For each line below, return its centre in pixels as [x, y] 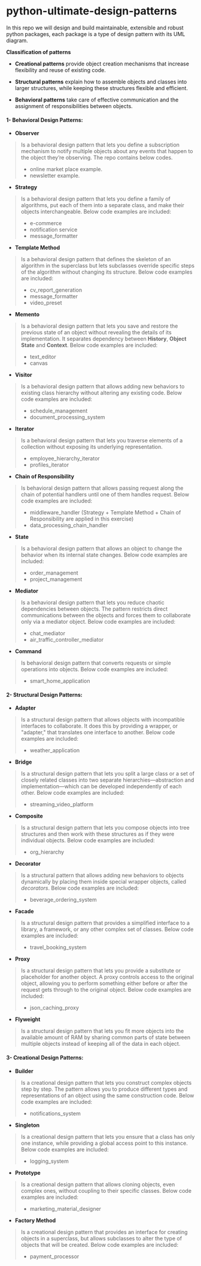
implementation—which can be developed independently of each [101, 786]
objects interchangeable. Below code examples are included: [96, 212]
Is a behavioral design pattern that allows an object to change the [101, 549]
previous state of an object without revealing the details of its [96, 333]
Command [28, 651]
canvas [39, 363]
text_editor [43, 357]
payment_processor [54, 1256]
